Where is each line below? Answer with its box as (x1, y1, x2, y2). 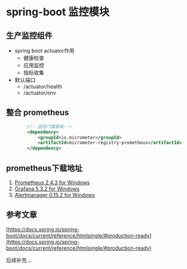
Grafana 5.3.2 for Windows (14, 185, 80, 192)
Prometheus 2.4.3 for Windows (14, 179, 90, 186)
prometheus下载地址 (6, 163, 83, 173)
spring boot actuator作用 (14, 47, 74, 54)
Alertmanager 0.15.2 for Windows (14, 192, 96, 198)
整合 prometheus (6, 108, 69, 118)
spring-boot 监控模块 (6, 5, 110, 19)
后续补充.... (6, 256, 33, 264)
